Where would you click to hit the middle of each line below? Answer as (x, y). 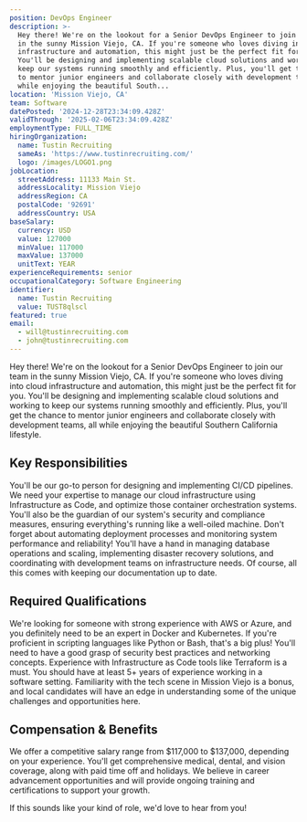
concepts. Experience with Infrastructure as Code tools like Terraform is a (148, 662)
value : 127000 (44, 238)
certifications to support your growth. (80, 790)
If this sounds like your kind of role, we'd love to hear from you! (128, 808)
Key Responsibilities (69, 464)
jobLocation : (34, 171)
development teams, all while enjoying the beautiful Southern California (144, 425)
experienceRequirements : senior (71, 273)
